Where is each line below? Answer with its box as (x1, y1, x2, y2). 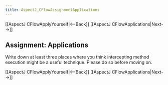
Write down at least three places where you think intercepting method (5, 54, 149, 60)
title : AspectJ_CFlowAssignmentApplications (5, 7, 100, 12)
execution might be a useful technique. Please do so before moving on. (5, 59, 152, 65)
